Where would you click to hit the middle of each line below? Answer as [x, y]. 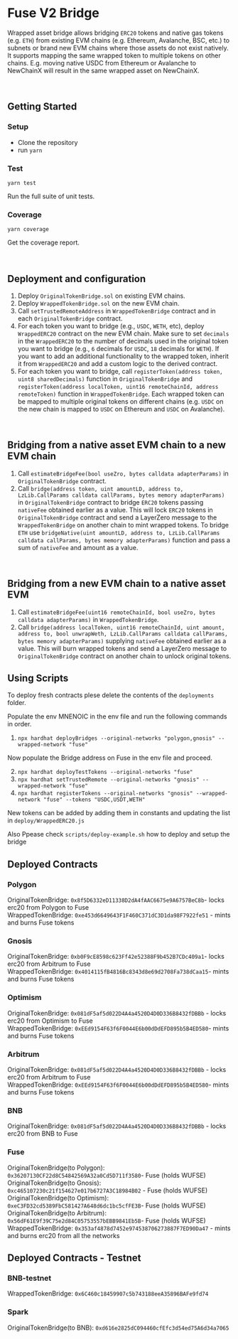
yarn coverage [28, 230]
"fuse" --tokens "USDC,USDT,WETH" [94, 800]
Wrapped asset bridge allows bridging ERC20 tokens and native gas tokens [115, 33]
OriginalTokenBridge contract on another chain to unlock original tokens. [124, 656]
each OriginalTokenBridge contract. [70, 318]
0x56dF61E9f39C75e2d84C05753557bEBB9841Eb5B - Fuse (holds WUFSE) [107, 1220]
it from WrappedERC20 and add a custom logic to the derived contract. [118, 364]
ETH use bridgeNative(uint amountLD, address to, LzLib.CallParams [119, 532]
